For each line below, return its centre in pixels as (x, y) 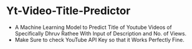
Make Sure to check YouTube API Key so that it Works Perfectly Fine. (100, 40)
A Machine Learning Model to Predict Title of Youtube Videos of (93, 27)
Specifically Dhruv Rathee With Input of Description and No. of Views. (100, 33)
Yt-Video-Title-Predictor (68, 11)
